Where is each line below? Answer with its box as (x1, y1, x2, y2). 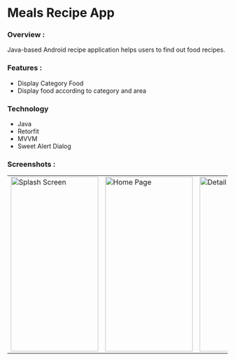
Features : (7, 63, 43, 73)
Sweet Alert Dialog (17, 142, 71, 151)
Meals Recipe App (7, 5, 115, 21)
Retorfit (17, 127, 40, 135)
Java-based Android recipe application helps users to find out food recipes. (7, 45, 226, 54)
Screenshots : (7, 159, 56, 169)
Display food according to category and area (17, 86, 147, 95)
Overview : (7, 30, 45, 40)
